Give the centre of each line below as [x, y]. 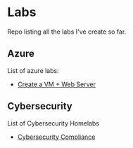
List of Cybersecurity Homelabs [53, 123]
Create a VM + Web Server [57, 84]
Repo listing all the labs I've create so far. [67, 32]
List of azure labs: [33, 70]
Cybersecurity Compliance [56, 137]
